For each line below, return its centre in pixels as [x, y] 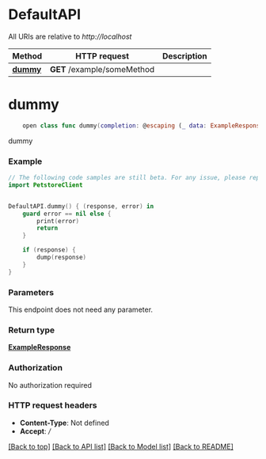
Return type [32, 330]
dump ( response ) [62, 258]
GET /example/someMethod [103, 69]
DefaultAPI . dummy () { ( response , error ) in [81, 206]
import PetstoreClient [46, 185]
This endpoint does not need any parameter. [80, 309]
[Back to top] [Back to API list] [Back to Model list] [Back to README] [121, 446]
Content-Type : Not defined [64, 423]
